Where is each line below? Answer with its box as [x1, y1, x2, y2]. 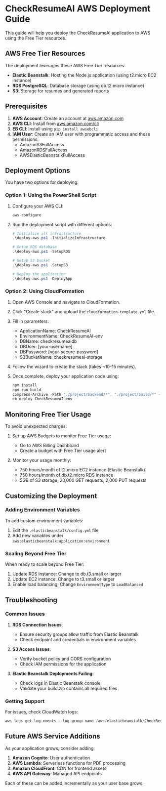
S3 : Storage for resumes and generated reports [12, 87, 110, 94]
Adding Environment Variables [5, 506, 80, 513]
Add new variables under [12, 532, 64, 539]
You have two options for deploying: [5, 179, 79, 185]
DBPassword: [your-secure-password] [19, 349, 99, 355]
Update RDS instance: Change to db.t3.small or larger [12, 571, 122, 577]
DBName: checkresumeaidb [19, 338, 77, 344]
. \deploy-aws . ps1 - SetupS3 [12, 262, 68, 267]
